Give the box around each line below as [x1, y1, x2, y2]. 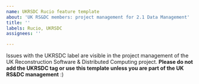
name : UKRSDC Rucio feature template [6, 8, 100, 15]
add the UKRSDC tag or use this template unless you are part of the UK [6, 64, 184, 72]
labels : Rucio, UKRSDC [6, 25, 62, 31]
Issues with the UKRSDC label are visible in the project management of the [6, 52, 189, 59]
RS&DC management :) [6, 71, 64, 78]
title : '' [6, 20, 31, 25]
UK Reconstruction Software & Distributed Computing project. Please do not [6, 59, 193, 66]
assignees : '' [6, 31, 42, 37]
